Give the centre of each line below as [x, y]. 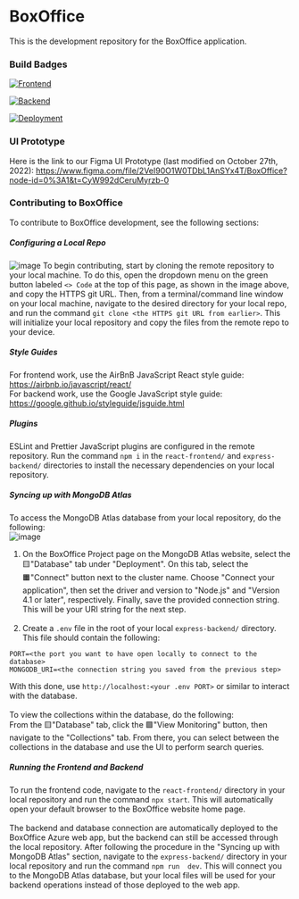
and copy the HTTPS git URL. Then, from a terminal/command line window [146, 294]
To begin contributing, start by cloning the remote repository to [159, 265]
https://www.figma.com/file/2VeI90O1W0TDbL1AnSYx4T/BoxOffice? [161, 171]
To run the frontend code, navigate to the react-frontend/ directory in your [147, 790]
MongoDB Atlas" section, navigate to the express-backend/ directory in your [148, 856]
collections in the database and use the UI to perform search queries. [137, 746]
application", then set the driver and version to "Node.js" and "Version [151, 590]
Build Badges [38, 64]
